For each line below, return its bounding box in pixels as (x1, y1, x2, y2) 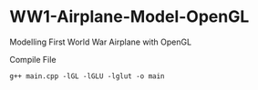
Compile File (9, 54, 57, 65)
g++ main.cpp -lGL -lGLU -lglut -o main (9, 71, 166, 81)
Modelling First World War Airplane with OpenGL (9, 36, 192, 47)
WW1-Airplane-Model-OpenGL (9, 6, 250, 27)
